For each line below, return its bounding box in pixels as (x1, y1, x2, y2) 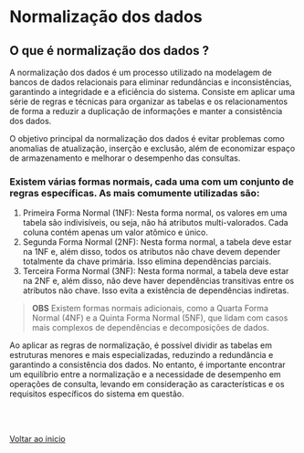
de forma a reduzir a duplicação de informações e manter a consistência (9, 106, 283, 116)
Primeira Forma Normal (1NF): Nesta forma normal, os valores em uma (22, 207, 288, 218)
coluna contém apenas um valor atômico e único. (22, 226, 208, 238)
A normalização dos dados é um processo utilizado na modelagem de (9, 67, 272, 78)
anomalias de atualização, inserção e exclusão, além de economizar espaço (9, 143, 296, 153)
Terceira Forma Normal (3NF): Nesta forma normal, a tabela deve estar (22, 266, 289, 277)
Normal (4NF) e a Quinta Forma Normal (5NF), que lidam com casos (31, 312, 288, 323)
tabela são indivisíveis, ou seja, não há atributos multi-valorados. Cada (22, 217, 289, 228)
